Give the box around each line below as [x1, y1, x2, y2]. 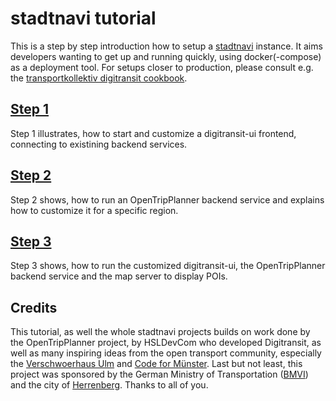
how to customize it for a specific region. [10, 204, 179, 216]
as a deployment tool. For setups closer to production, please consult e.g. [10, 61, 314, 73]
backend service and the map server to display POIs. [10, 270, 228, 282]
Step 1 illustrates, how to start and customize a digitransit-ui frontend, [10, 127, 297, 139]
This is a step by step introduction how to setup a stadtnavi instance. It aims [10, 40, 323, 52]
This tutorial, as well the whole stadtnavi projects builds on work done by [10, 326, 311, 338]
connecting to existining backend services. [10, 138, 188, 150]
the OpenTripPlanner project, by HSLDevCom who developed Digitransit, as [10, 337, 322, 349]
